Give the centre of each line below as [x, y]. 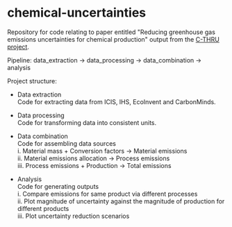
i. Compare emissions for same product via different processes [107, 194]
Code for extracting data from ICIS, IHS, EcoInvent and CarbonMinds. [117, 101]
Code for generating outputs [58, 186]
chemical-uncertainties [77, 13]
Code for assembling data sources [67, 143]
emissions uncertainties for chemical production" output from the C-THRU [114, 39]
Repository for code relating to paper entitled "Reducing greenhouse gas [111, 32]
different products [43, 208]
